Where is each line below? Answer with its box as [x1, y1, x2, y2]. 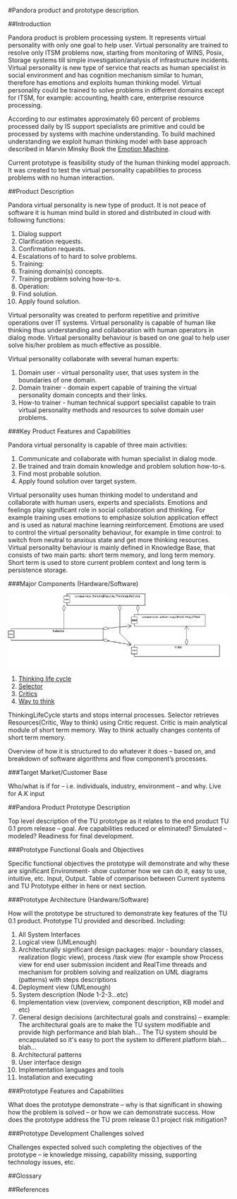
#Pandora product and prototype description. [8, 6, 140, 14]
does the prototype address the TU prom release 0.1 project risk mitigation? [8, 1116, 228, 1124]
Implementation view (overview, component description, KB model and [18, 998, 224, 1007]
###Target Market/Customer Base [8, 768, 108, 777]
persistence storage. [8, 566, 68, 574]
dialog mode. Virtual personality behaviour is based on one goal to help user [8, 334, 230, 341]
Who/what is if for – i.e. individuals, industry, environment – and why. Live [8, 782, 221, 790]
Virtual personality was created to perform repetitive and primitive [8, 311, 200, 319]
